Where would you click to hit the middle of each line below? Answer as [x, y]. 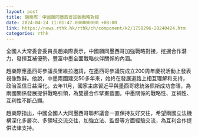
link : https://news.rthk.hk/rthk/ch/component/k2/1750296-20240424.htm [96, 28]
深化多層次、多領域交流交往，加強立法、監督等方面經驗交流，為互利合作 [99, 120]
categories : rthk [27, 34]
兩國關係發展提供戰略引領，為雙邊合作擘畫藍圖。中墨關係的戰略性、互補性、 [99, 93]
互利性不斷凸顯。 [27, 100]
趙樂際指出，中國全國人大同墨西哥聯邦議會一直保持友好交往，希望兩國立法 [96, 113]
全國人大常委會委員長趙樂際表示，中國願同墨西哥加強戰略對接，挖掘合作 [94, 51]
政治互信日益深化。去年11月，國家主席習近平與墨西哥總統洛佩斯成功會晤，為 [99, 86]
